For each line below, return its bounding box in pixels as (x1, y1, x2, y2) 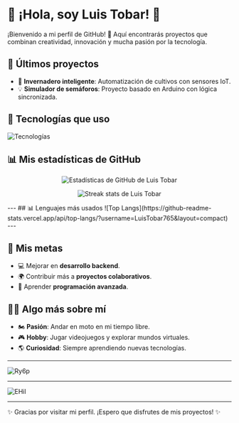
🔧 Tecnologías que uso (7, 113, 110, 125)
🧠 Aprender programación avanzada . (17, 282, 129, 291)
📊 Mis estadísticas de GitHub (7, 153, 141, 166)
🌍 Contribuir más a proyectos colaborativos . (17, 272, 152, 281)
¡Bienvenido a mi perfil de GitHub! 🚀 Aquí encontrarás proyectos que (7, 30, 208, 38)
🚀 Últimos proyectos (7, 58, 100, 70)
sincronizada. (17, 92, 58, 101)
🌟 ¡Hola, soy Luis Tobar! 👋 (7, 6, 161, 23)
